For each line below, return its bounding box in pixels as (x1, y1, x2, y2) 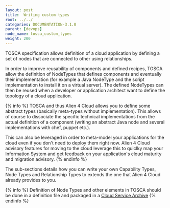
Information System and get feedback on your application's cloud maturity (5, 151, 162, 157)
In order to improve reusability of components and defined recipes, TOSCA (5, 65, 163, 72)
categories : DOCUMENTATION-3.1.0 (5, 22, 77, 27)
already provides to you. (5, 177, 57, 183)
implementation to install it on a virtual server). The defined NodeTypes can (5, 81, 164, 88)
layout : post (5, 7, 33, 13)
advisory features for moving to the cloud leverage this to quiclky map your (5, 145, 163, 151)
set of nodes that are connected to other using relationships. (5, 55, 133, 61)
